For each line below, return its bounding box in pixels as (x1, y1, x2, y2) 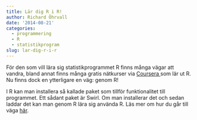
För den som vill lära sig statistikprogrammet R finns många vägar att (6, 64, 174, 71)
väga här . (6, 106, 29, 113)
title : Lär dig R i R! (6, 8, 62, 15)
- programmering (11, 31, 52, 37)
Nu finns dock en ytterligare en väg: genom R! (6, 76, 119, 83)
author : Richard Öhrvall (6, 14, 68, 20)
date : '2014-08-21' (6, 20, 55, 26)
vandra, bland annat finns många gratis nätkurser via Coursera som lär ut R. (6, 70, 192, 77)
